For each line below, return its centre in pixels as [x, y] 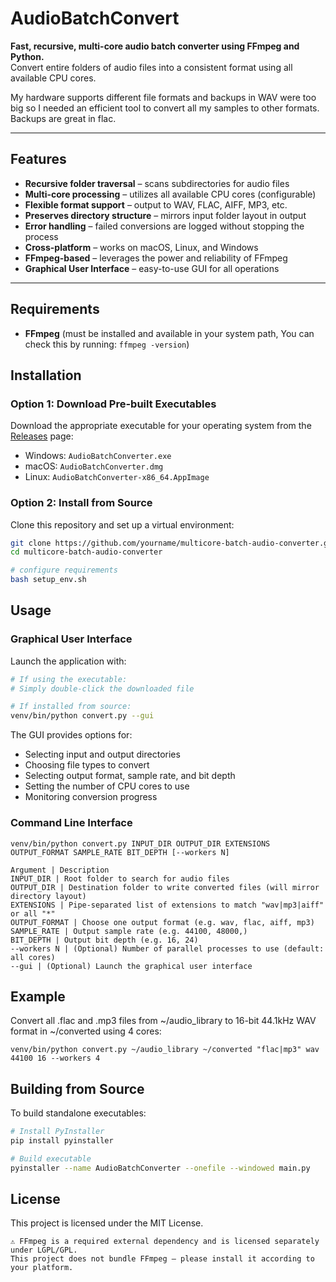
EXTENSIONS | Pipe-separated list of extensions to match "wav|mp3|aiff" [167, 905]
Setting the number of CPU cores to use [107, 786]
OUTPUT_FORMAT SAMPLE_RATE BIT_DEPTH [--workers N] [120, 852]
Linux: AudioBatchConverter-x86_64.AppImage [117, 477]
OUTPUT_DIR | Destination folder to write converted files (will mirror [165, 887]
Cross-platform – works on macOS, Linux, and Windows [141, 247]
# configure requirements [64, 570]
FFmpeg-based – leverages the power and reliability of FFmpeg [156, 258]
